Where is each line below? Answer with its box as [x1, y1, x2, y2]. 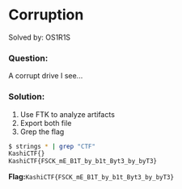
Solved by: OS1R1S [8, 32, 71, 42]
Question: [8, 52, 49, 64]
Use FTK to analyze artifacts [19, 109, 116, 119]
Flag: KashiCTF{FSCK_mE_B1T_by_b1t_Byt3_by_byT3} [8, 172, 175, 182]
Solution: [8, 91, 45, 103]
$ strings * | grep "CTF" [8, 142, 95, 150]
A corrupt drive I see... [8, 71, 83, 81]
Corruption [8, 6, 84, 24]
